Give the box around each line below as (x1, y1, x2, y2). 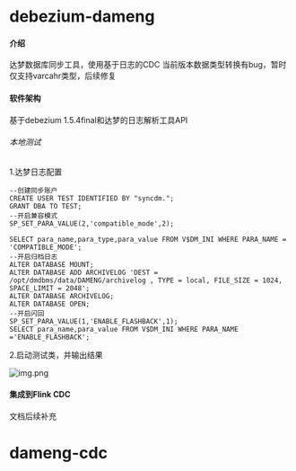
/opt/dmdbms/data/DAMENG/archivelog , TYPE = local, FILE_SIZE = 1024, (9, 276, 283, 285)
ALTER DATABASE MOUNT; (9, 260, 94, 269)
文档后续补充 (9, 411, 57, 422)
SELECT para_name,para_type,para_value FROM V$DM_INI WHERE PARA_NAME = (9, 235, 287, 244)
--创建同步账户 (9, 186, 58, 195)
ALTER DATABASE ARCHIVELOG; (9, 291, 115, 300)
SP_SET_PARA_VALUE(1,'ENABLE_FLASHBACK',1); (9, 316, 178, 325)
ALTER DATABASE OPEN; (9, 299, 91, 308)
